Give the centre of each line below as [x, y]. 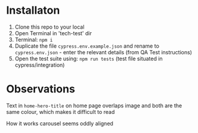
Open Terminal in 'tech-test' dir [53, 33]
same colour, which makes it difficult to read [61, 112]
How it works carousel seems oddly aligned [60, 123]
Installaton [33, 10]
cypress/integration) [40, 65]
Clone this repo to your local [49, 27]
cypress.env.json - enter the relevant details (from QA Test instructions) [103, 52]
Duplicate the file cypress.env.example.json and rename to [87, 46]
